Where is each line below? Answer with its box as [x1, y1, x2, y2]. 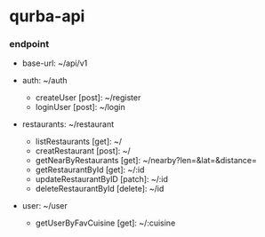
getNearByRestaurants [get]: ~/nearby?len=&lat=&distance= [35, 155, 258, 166]
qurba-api [9, 6, 85, 27]
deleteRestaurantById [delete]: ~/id [35, 184, 165, 194]
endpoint [9, 38, 50, 51]
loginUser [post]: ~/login [35, 102, 126, 113]
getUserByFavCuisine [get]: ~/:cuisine [35, 217, 176, 228]
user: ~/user [21, 201, 68, 211]
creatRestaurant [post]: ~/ [35, 146, 131, 156]
